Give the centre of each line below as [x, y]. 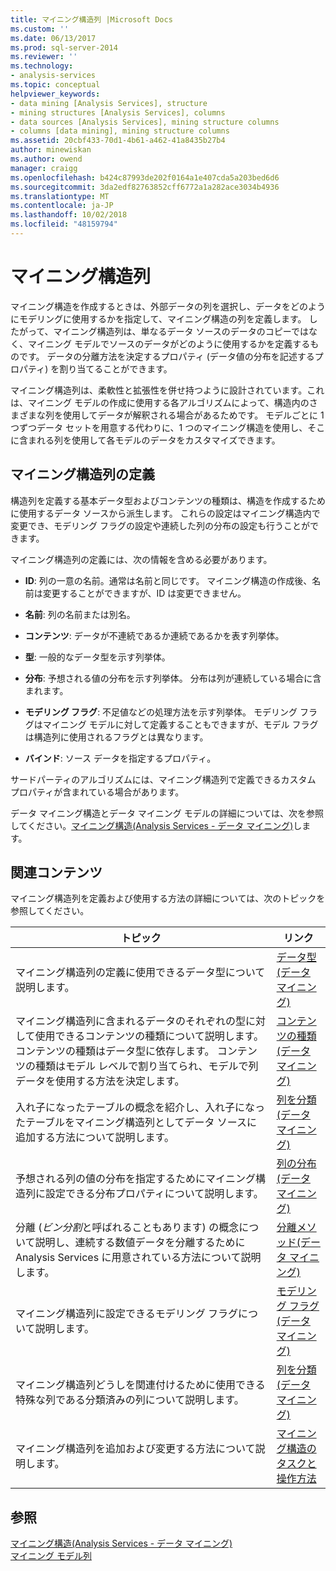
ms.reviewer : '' [44, 57]
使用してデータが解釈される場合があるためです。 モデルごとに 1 [193, 415]
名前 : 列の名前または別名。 [80, 614]
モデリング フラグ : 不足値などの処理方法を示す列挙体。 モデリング [161, 712]
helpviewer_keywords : [55, 94]
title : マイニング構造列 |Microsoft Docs [91, 19]
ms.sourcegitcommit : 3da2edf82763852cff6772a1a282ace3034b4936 [145, 187]
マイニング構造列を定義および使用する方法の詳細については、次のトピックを [168, 898]
